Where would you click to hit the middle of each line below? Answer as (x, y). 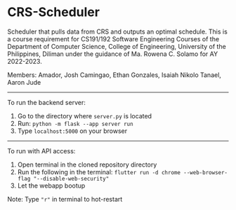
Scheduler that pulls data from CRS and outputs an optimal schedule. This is (118, 31)
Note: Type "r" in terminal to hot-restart (65, 199)
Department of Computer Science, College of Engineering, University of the (117, 46)
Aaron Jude (24, 82)
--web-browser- (206, 172)
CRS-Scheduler (54, 12)
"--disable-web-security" (71, 178)
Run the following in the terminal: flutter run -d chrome (99, 171)
